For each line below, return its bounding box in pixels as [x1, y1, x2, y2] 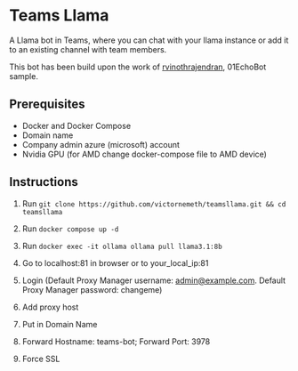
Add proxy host [21, 302, 79, 312]
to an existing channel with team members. [9, 44, 167, 54]
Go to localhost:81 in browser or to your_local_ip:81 [21, 257, 209, 268]
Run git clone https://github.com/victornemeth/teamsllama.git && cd [21, 198, 286, 209]
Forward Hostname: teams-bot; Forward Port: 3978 [21, 335, 211, 347]
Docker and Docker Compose [21, 120, 132, 131]
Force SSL [21, 353, 60, 364]
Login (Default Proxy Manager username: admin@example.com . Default [21, 275, 286, 286]
